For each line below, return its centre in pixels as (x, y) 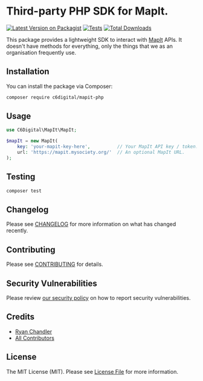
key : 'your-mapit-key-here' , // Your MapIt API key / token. (108, 147)
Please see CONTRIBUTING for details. (55, 264)
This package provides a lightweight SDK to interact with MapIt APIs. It (94, 39)
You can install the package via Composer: (60, 86)
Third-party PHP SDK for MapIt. (87, 11)
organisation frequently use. (41, 52)
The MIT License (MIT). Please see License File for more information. (92, 371)
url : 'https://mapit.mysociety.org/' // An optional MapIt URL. (101, 153)
